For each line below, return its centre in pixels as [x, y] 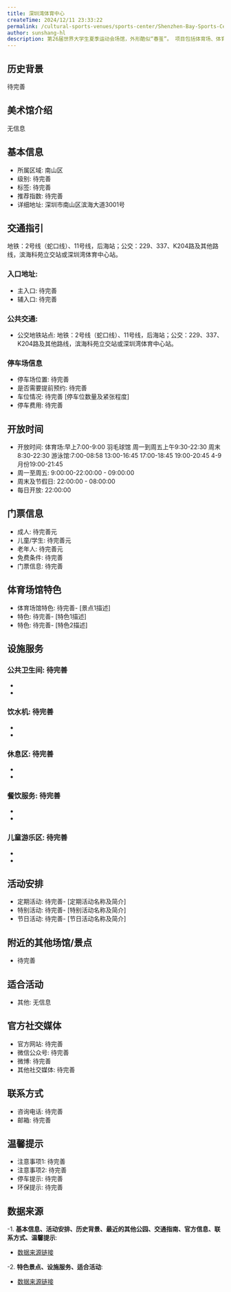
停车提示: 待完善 [40, 1179]
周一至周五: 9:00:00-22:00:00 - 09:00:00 [76, 473]
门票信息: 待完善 [40, 566]
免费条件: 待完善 [40, 557]
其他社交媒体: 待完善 [46, 1070]
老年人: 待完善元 [40, 549]
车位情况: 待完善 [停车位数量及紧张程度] [73, 397]
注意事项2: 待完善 [42, 1170]
